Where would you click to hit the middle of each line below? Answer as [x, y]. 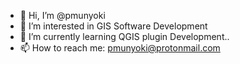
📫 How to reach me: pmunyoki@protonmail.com [120, 48]
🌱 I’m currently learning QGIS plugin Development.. [124, 36]
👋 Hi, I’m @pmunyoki [62, 15]
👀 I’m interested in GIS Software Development [113, 26]
